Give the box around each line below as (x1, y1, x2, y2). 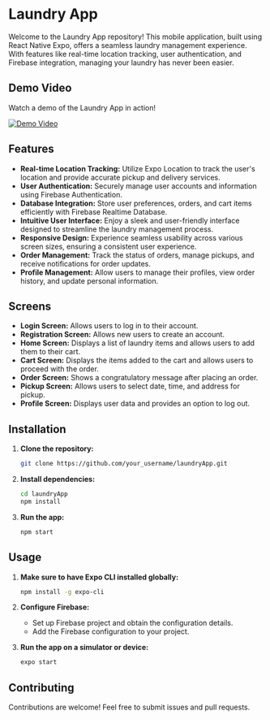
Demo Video (8, 81, 72, 95)
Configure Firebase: (19, 602, 90, 612)
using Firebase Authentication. (19, 189, 123, 199)
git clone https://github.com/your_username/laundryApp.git (19, 460, 228, 468)
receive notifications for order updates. (19, 258, 152, 268)
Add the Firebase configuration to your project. (32, 627, 190, 636)
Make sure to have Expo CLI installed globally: (19, 572, 179, 582)
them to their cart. (19, 347, 81, 357)
